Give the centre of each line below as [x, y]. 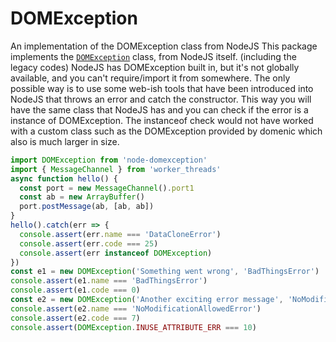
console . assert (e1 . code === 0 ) [75, 290]
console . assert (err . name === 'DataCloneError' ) [120, 234]
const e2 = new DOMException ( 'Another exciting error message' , [147, 300]
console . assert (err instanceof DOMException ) [116, 253]
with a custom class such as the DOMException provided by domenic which [166, 131]
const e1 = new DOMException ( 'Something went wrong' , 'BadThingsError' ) [165, 272]
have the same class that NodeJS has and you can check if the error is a [159, 109]
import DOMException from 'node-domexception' [109, 160]
